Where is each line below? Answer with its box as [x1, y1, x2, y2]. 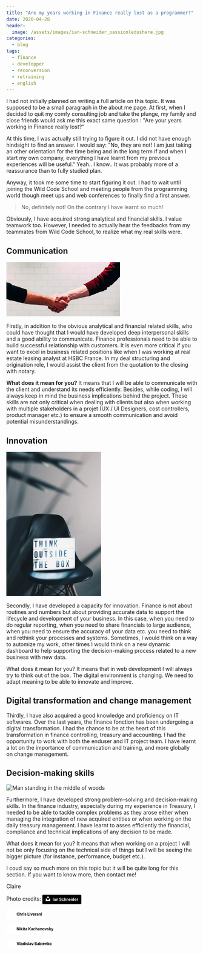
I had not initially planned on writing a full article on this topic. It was [6, 98, 176, 105]
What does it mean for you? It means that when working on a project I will [6, 839, 190, 847]
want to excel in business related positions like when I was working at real [6, 349, 191, 356]
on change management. [6, 750, 69, 758]
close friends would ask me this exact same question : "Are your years [6, 117, 182, 124]
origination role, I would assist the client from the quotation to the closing [6, 361, 189, 369]
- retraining [12, 73, 45, 80]
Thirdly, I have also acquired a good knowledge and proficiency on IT [6, 712, 179, 719]
